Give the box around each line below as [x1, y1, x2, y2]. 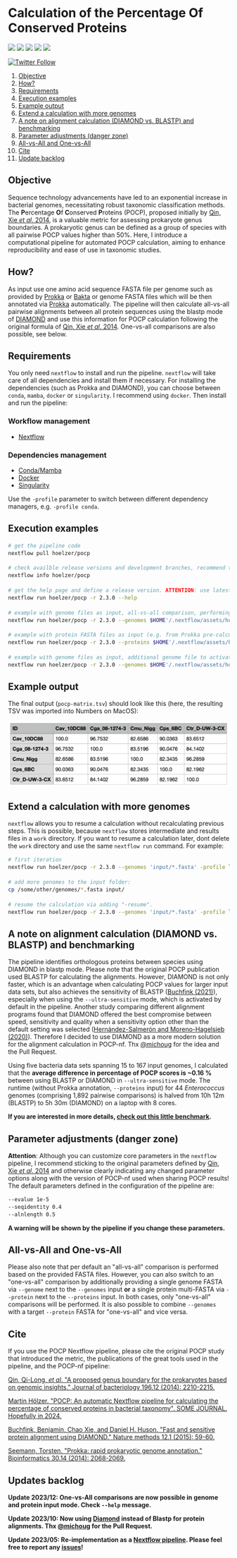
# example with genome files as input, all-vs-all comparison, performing [8, 609, 232, 616]
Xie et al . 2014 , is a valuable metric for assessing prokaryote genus [8, 215, 203, 224]
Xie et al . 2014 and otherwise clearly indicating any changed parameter [8, 1167, 215, 1175]
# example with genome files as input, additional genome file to [8, 654, 207, 661]
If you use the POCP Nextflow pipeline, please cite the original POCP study [8, 1347, 224, 1356]
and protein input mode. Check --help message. [8, 1501, 152, 1509]
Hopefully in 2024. [8, 1412, 62, 1420]
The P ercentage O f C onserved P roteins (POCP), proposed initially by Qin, [8, 208, 221, 217]
